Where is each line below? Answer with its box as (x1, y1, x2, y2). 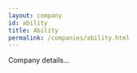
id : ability (8, 19, 48, 27)
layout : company (8, 11, 62, 20)
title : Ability (8, 26, 59, 34)
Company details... (8, 56, 70, 65)
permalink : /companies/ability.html (8, 33, 130, 42)
